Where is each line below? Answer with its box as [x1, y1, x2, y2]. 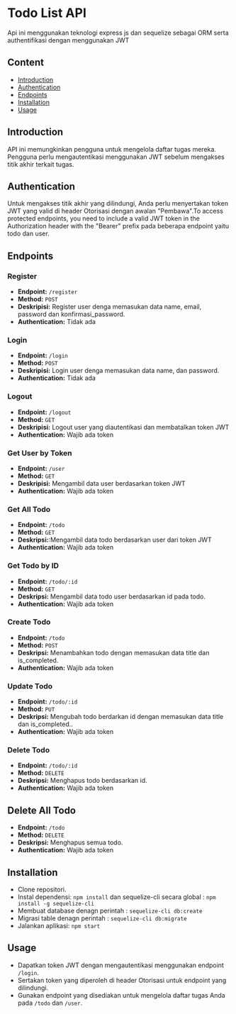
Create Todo [7, 617, 51, 627]
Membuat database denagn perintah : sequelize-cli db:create [17, 906, 203, 915]
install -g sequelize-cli [17, 901, 94, 908]
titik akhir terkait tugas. [7, 160, 74, 168]
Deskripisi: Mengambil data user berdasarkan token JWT [17, 479, 186, 487]
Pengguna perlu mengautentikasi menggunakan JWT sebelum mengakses [7, 152, 225, 161]
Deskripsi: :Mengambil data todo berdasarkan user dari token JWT [17, 535, 212, 544]
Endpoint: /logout [17, 408, 72, 416]
